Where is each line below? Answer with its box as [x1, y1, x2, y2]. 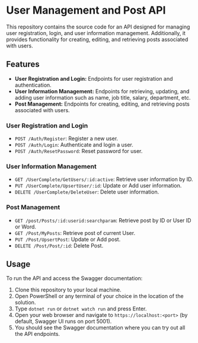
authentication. [14, 81, 52, 88]
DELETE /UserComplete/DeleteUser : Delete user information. [14, 188, 159, 196]
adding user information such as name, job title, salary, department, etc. [14, 94, 191, 101]
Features [6, 59, 40, 69]
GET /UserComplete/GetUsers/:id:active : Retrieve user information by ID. [14, 176, 194, 183]
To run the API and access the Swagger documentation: [6, 275, 143, 282]
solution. [14, 299, 36, 306]
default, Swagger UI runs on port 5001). [14, 318, 112, 325]
